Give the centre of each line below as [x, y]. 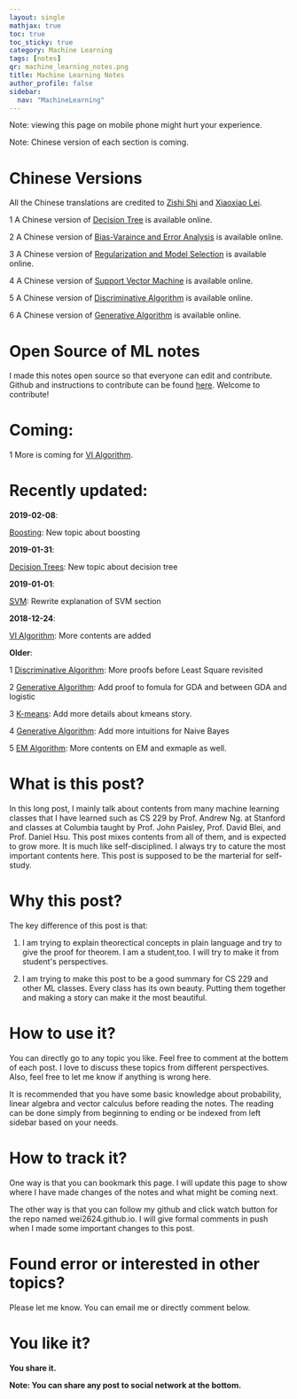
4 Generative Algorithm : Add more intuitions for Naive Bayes [119, 731]
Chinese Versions [76, 178]
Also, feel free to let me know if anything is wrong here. [110, 1077]
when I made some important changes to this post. [102, 1228]
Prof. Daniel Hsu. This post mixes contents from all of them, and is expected [148, 837]
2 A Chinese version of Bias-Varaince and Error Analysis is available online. [146, 237]
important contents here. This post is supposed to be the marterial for [137, 856]
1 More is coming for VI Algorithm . [71, 455]
